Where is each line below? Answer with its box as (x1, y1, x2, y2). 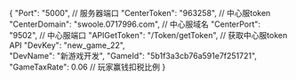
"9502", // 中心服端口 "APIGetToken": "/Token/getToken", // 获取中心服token (9, 30, 288, 40)
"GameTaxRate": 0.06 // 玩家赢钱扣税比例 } (9, 61, 166, 72)
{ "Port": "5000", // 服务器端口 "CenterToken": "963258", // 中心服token (9, 8, 271, 18)
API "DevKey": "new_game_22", (9, 40, 126, 51)
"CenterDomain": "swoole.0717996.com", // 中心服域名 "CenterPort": (9, 19, 260, 29)
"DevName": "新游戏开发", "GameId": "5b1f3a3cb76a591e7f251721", (9, 51, 258, 60)
